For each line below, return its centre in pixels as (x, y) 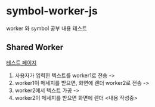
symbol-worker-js (52, 11)
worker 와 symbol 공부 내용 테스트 (47, 28)
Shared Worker (35, 48)
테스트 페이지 (21, 62)
